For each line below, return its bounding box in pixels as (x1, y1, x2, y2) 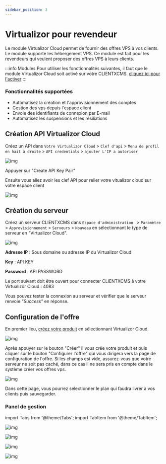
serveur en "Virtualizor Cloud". (5, 230, 68, 236)
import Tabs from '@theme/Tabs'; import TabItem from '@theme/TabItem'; (5, 414, 158, 420)
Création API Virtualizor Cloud (5, 130, 101, 138)
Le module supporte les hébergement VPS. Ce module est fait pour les (5, 50, 150, 56)
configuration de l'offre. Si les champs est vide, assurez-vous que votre (5, 356, 152, 362)
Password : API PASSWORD (5, 269, 63, 275)
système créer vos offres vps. (5, 366, 66, 373)
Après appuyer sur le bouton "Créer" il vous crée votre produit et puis (5, 345, 147, 351)
